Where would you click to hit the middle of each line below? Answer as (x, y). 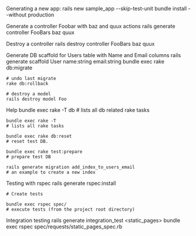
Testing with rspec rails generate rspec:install (61, 183)
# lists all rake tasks (35, 126)
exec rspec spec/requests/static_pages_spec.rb (64, 227)
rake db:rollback (27, 84)
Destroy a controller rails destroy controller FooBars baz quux (80, 44)
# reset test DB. (27, 141)
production (41, 15)
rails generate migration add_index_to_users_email (70, 167)
